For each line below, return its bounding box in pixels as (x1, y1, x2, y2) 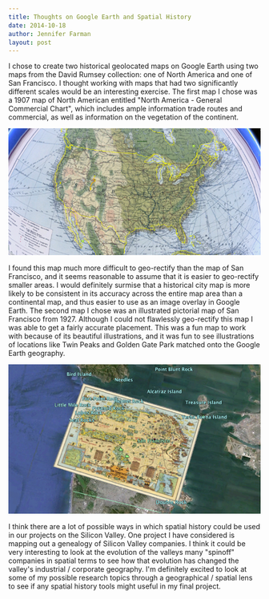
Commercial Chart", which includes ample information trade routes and (8, 104, 243, 114)
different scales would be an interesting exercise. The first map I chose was (8, 87, 258, 96)
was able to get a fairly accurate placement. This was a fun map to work (8, 323, 247, 333)
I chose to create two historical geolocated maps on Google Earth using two (8, 61, 259, 71)
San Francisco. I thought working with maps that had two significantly (8, 79, 239, 88)
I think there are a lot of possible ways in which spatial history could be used (8, 522, 261, 532)
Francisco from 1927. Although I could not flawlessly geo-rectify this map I (8, 314, 254, 324)
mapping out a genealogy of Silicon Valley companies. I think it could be (8, 539, 246, 548)
